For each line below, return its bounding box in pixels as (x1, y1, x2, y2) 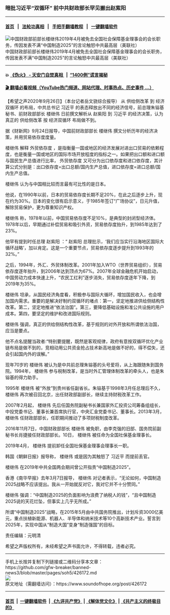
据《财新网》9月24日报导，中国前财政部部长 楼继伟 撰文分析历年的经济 (5, 128, 153, 134)
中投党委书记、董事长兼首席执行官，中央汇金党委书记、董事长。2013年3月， (5, 409, 164, 415)
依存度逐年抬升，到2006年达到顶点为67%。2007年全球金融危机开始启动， (5, 268, 161, 274)
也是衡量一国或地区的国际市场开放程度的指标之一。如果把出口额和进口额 (14, 151, 165, 157)
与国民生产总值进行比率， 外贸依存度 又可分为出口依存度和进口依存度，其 (5, 158, 158, 164)
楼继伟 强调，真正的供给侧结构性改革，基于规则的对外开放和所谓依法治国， (5, 321, 162, 327)
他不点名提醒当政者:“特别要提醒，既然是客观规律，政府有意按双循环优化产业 (5, 338, 163, 344)
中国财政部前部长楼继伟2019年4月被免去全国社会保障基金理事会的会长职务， (5, 48, 164, 54)
